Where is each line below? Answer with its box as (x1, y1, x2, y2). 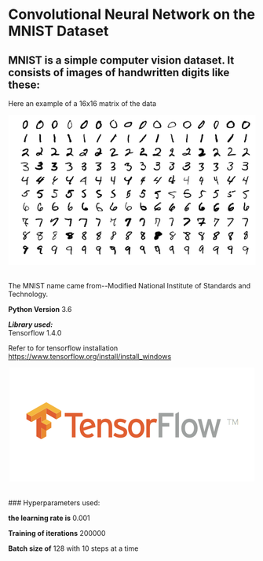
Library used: (8, 320, 53, 329)
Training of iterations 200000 (8, 529, 106, 538)
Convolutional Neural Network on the (8, 5, 255, 24)
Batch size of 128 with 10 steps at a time (8, 544, 139, 553)
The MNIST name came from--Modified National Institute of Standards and (8, 281, 251, 291)
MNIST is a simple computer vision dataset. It (8, 53, 235, 67)
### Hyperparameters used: (8, 498, 100, 508)
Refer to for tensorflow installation (8, 343, 119, 353)
